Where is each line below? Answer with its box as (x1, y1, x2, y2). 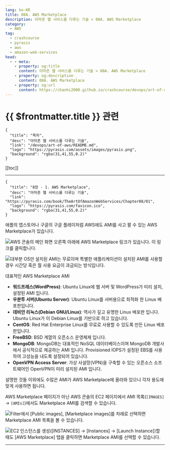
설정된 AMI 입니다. (12, 290, 50, 296)
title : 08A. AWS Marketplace (5, 12, 67, 17)
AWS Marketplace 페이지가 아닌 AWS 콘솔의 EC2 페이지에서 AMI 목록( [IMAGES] (5, 394, 164, 400)
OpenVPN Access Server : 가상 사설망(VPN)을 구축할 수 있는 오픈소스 (12, 359, 153, 366)
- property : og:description (14, 73, 73, 78)
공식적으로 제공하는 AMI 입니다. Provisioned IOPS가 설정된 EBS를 (22, 347, 153, 353)
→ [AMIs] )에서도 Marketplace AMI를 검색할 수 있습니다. (5, 400, 117, 406)
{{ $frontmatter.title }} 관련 (5, 111, 119, 122)
